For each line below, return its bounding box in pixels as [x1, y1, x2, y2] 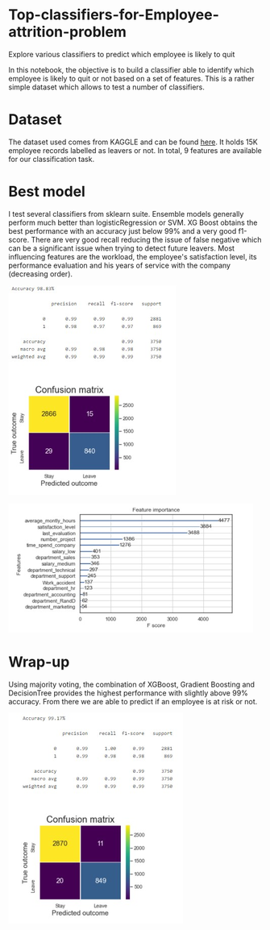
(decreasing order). [8, 268, 73, 279]
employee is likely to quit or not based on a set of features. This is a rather [8, 73, 255, 83]
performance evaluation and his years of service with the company [8, 260, 231, 270]
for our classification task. [8, 154, 95, 164]
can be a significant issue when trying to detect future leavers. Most [8, 243, 235, 253]
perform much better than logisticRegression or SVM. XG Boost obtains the [8, 218, 258, 227]
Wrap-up [8, 653, 70, 671]
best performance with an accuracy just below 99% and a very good [8, 226, 237, 235]
